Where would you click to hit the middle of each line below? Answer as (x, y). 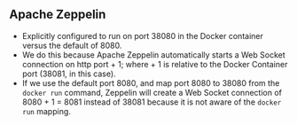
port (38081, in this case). (69, 74)
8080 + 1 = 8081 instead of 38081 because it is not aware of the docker (152, 102)
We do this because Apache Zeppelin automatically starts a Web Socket (153, 55)
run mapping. (46, 111)
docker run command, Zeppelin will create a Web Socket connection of (152, 92)
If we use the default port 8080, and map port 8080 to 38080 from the (151, 82)
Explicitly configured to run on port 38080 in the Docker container (142, 35)
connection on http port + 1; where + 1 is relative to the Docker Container (155, 64)
